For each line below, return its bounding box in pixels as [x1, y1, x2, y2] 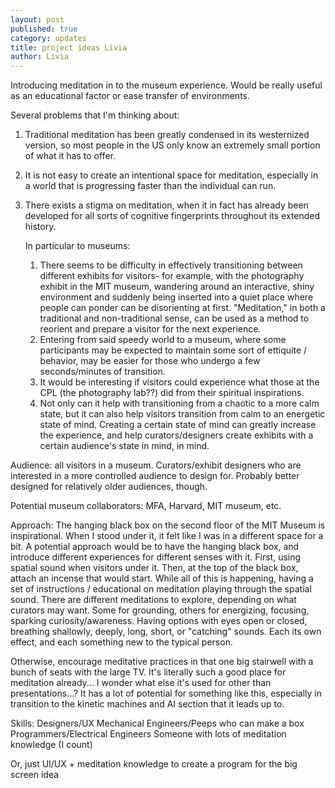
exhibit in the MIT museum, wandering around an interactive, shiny [39, 281, 315, 293]
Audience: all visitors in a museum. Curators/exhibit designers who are [10, 459, 302, 471]
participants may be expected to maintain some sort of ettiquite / [39, 344, 308, 356]
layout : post [10, 14, 65, 25]
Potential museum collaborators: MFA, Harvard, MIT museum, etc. [10, 500, 282, 512]
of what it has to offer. [24, 150, 116, 162]
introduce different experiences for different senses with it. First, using [10, 551, 302, 563]
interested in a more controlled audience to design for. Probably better [10, 470, 300, 482]
